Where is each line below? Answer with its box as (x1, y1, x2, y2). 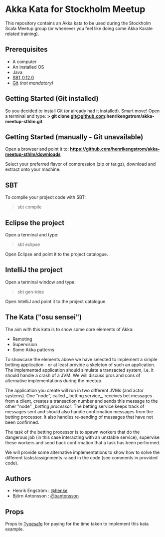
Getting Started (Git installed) (5, 94, 99, 103)
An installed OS (12, 64, 44, 70)
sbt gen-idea (17, 289, 44, 295)
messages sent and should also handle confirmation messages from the (5, 408, 154, 414)
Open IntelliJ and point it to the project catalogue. (5, 298, 107, 304)
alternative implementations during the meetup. (5, 377, 103, 384)
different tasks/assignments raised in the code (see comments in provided (5, 454, 158, 460)
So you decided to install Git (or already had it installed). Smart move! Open (5, 108, 160, 114)
